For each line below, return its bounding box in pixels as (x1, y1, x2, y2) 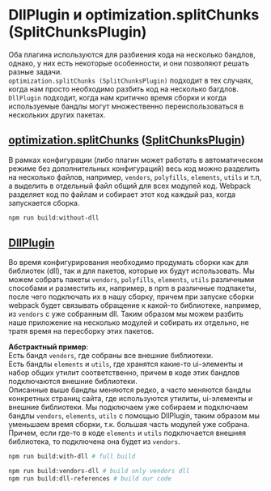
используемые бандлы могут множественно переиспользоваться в (8, 101, 244, 111)
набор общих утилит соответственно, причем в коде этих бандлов (8, 368, 240, 378)
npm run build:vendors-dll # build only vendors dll (8, 468, 190, 476)
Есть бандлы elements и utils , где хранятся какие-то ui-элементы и (8, 359, 243, 369)
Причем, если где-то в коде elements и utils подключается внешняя (8, 428, 247, 438)
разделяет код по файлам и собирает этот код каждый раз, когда (8, 189, 236, 199)
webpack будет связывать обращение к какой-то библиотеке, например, (8, 301, 261, 310)
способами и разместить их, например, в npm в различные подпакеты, (8, 284, 256, 293)
